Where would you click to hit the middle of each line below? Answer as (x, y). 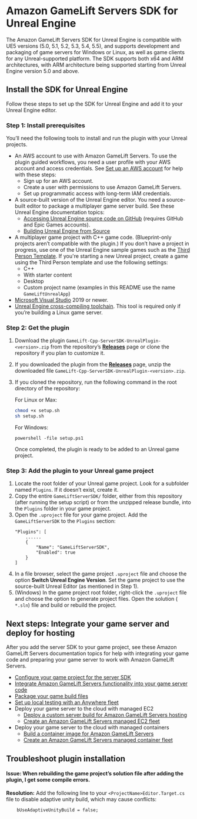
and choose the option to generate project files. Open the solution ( (96, 599)
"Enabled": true (56, 552)
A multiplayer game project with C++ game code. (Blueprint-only (93, 238)
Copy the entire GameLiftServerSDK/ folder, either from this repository (98, 496)
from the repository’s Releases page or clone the (110, 347)
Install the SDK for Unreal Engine (67, 90)
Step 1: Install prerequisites (46, 125)
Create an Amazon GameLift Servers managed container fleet (98, 740)
